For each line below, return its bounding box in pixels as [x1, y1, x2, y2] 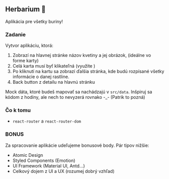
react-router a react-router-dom [12, 118, 81, 124]
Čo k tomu [5, 107, 31, 114]
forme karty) [12, 57, 39, 64]
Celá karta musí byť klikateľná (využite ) [12, 63, 96, 69]
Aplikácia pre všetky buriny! [5, 18, 63, 24]
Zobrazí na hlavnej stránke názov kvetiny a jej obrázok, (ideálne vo [12, 52, 151, 58]
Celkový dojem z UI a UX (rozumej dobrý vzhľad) [12, 168, 115, 174]
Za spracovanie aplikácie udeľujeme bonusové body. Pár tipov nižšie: [5, 142, 149, 148]
